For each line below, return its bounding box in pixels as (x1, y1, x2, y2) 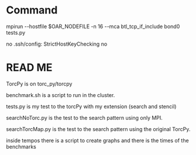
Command (6, 4, 58, 17)
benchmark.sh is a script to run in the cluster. (6, 91, 115, 98)
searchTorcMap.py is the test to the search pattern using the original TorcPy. (6, 125, 191, 132)
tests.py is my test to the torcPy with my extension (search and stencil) (6, 103, 177, 110)
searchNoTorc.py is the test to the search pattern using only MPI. (6, 114, 163, 121)
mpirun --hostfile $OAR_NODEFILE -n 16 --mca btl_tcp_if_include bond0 (6, 23, 180, 30)
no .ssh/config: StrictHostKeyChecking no (6, 40, 108, 47)
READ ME (6, 61, 53, 74)
